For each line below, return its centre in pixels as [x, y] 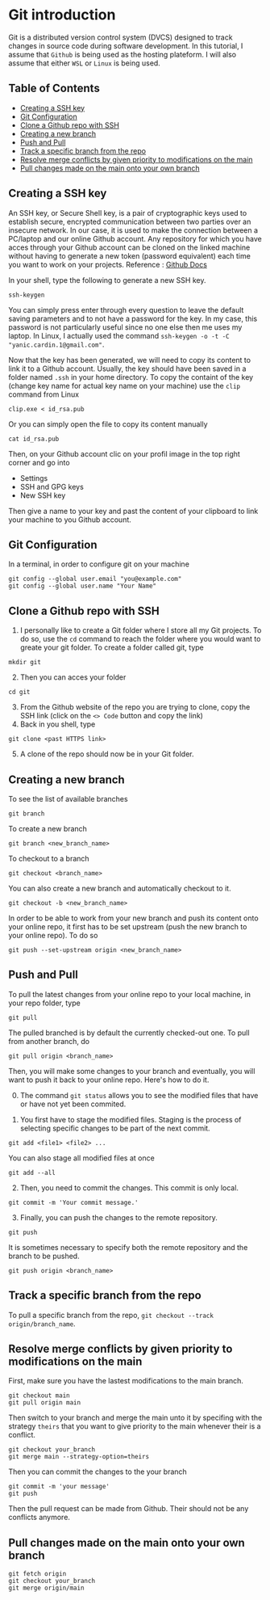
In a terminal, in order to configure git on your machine [99, 564]
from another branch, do [49, 1041]
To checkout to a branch [49, 859]
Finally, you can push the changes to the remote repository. [118, 1217]
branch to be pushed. [44, 1256]
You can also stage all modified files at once [81, 1158]
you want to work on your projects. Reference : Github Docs [108, 264]
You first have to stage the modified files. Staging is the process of [131, 1119]
